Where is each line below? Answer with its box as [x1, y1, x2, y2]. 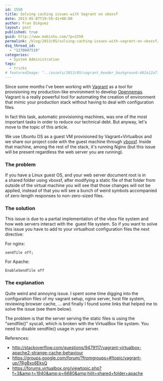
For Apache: [5, 259, 30, 265]
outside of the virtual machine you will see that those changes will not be [5, 183, 151, 189]
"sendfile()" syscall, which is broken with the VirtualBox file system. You [5, 320, 149, 326]
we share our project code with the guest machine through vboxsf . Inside [5, 139, 151, 144]
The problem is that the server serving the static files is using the [5, 315, 135, 321]
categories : [5, 52, 29, 57]
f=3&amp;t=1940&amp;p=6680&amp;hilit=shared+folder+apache [12, 370, 143, 376]
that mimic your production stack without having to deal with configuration [5, 99, 154, 105]
